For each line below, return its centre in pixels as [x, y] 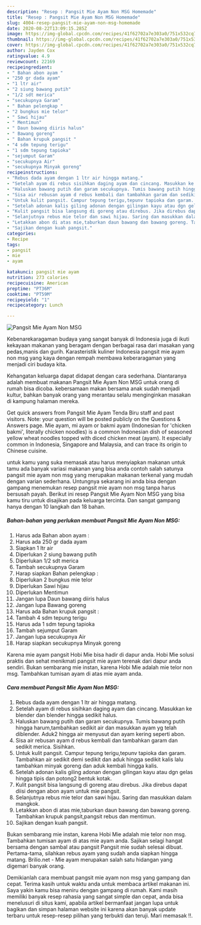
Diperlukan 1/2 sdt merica [47, 561]
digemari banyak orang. [36, 866]
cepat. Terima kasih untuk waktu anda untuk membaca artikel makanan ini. [98, 884]
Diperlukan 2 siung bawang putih [56, 555]
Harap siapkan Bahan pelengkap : [57, 574]
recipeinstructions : [33, 173]
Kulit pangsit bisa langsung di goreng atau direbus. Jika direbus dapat [101, 785]
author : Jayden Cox [31, 51]
